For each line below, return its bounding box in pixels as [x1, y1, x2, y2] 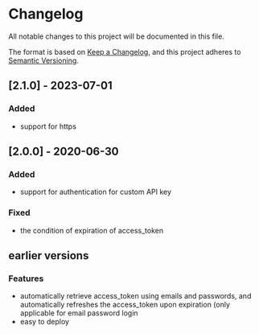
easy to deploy [19, 317, 70, 327]
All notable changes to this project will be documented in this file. [8, 31, 225, 41]
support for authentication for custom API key [19, 187, 171, 197]
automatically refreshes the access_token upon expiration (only [19, 299, 231, 310]
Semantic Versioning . [8, 56, 79, 65]
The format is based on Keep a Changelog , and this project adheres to [8, 47, 241, 56]
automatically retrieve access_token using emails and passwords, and [19, 291, 252, 301]
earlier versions [8, 249, 89, 262]
